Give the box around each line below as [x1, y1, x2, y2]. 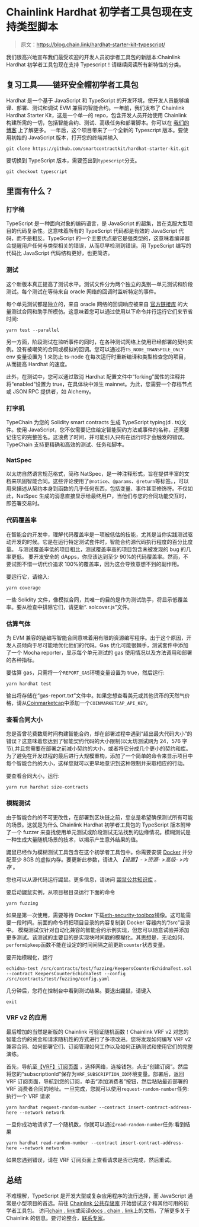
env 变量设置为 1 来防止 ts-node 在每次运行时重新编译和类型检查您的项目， [6, 353, 190, 360]
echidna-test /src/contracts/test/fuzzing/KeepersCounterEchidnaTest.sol [6, 965, 192, 972]
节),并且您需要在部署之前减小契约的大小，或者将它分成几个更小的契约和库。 [6, 745, 191, 752]
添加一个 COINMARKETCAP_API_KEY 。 [69, 699, 151, 706]
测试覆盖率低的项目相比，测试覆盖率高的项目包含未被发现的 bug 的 [23, 546, 187, 553]
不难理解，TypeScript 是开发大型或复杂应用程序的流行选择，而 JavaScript [6, 1192, 187, 1199]
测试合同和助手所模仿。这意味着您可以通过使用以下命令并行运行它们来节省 [11, 307, 193, 315]
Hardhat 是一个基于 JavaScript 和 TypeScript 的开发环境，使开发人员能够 [6, 97, 185, 104]
